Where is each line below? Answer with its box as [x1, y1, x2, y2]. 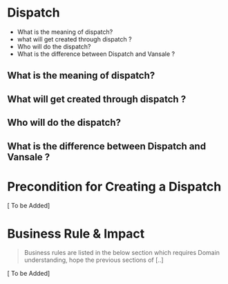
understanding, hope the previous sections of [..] [23, 256, 164, 264]
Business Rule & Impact [7, 226, 145, 241]
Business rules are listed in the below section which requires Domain [23, 249, 220, 257]
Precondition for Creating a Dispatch [7, 178, 222, 194]
